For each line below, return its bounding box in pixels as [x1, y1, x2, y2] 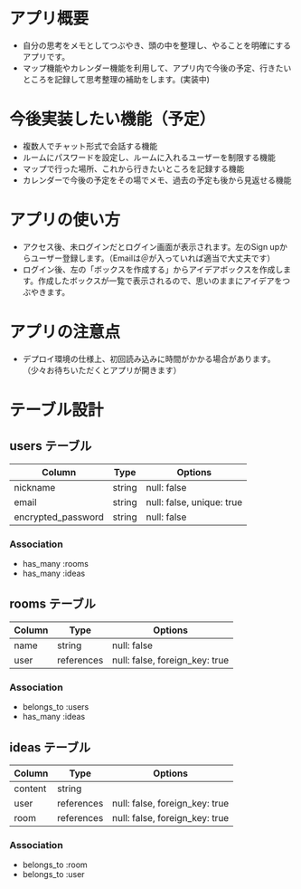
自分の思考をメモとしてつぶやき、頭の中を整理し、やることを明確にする [22, 40, 292, 51]
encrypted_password [14, 511, 104, 523]
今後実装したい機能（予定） [9, 110, 216, 129]
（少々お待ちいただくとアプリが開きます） [22, 364, 182, 376]
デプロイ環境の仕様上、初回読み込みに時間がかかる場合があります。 [22, 353, 276, 364]
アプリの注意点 [9, 322, 121, 342]
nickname [14, 481, 56, 493]
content [14, 782, 47, 795]
